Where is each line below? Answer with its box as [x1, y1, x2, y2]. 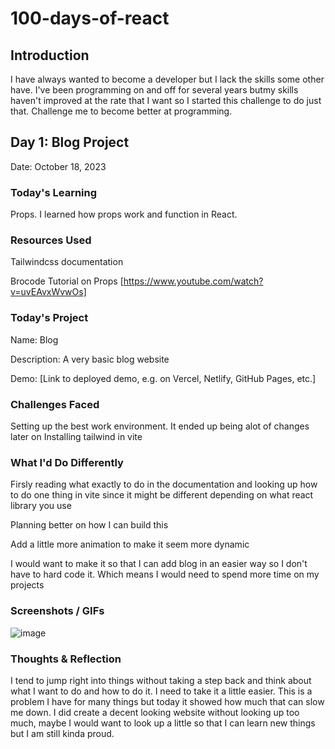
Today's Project [10, 311, 89, 325]
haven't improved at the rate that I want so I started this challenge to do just [10, 95, 322, 106]
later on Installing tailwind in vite [10, 431, 143, 442]
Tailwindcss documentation [10, 256, 124, 268]
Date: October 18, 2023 [10, 160, 107, 172]
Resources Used [10, 233, 92, 247]
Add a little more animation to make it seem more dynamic [10, 538, 250, 551]
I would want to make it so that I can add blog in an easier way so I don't [10, 558, 308, 570]
